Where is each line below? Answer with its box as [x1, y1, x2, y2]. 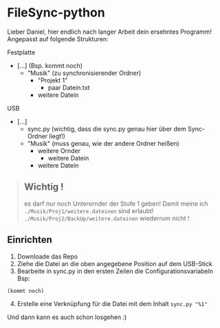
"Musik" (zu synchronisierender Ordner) [27, 69, 142, 77]
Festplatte [7, 48, 36, 56]
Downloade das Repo [16, 252, 78, 261]
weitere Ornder [37, 146, 81, 155]
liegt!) [49, 132, 65, 140]
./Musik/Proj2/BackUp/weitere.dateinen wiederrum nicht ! [23, 214, 190, 222]
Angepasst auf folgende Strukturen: [7, 34, 109, 43]
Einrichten [7, 234, 53, 245]
